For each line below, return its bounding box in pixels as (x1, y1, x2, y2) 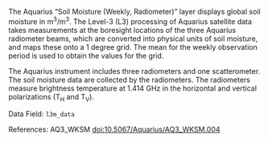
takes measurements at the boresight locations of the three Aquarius (8, 25, 237, 34)
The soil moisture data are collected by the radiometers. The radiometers (8, 75, 251, 84)
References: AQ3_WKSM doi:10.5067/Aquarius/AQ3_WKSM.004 (8, 124, 221, 135)
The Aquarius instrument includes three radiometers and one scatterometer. (8, 66, 261, 75)
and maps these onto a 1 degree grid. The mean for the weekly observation (8, 42, 258, 51)
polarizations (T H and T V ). (8, 91, 95, 103)
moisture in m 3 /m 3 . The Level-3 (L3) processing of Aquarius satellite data (8, 15, 252, 26)
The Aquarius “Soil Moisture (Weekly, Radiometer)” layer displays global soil (8, 7, 261, 16)
